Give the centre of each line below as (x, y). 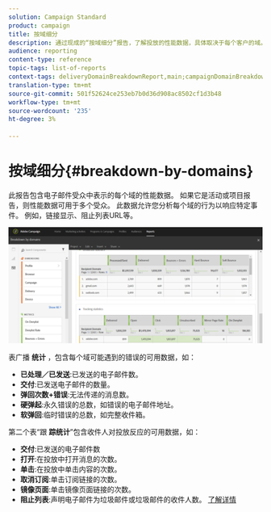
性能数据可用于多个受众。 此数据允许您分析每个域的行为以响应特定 (140, 205)
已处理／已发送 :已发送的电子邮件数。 (81, 375)
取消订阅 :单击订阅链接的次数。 (71, 480)
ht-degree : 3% (32, 120)
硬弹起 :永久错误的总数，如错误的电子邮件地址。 (99, 405)
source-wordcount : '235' (50, 111)
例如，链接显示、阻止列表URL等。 (81, 215)
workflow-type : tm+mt (45, 102)
